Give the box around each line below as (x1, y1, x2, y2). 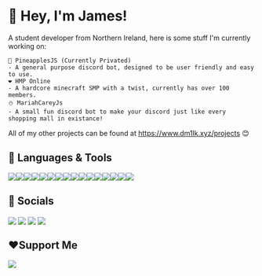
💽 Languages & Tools (8, 151, 112, 164)
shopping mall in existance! (8, 114, 104, 123)
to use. (8, 70, 34, 78)
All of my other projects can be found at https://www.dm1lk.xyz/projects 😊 (8, 128, 249, 138)
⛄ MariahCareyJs (8, 98, 64, 107)
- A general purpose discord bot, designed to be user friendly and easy (8, 63, 255, 72)
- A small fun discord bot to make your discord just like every (8, 108, 226, 116)
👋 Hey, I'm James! (8, 7, 128, 25)
